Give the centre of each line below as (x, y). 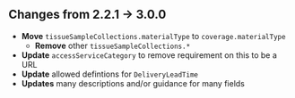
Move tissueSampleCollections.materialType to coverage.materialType (153, 36)
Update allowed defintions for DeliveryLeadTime (110, 74)
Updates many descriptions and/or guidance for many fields (133, 83)
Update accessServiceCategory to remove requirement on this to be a (149, 55)
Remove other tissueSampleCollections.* (113, 45)
